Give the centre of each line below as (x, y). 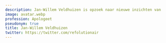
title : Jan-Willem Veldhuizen (37, 28)
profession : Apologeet (29, 19)
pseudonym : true (22, 23)
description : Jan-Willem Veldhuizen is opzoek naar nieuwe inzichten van (83, 10)
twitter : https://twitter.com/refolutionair (52, 33)
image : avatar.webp (25, 14)
